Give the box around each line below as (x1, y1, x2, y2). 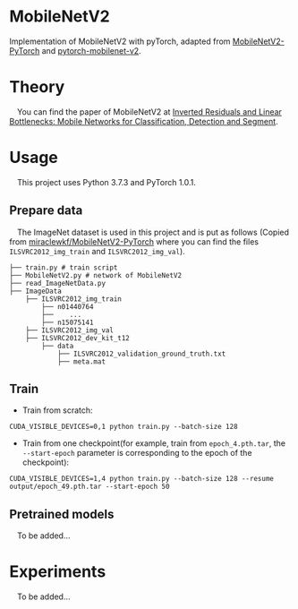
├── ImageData (9, 287, 63, 296)
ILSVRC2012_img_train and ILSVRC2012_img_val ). (9, 245, 185, 256)
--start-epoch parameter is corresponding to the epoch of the (21, 448, 252, 459)
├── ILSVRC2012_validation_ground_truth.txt (56, 349, 226, 358)
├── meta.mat (56, 356, 106, 366)
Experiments (9, 562, 106, 582)
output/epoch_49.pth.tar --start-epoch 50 (9, 482, 170, 492)
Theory (9, 77, 65, 98)
